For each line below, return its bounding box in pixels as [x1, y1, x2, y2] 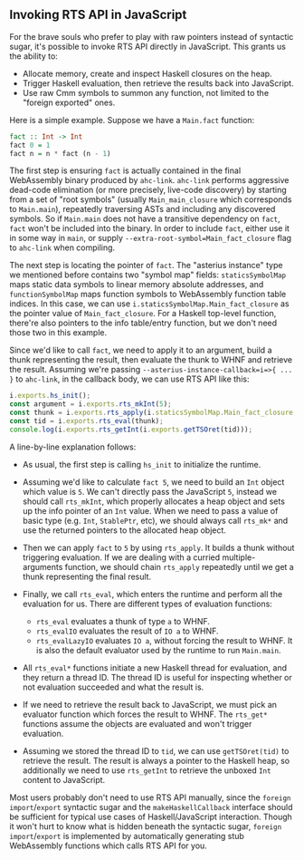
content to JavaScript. [22, 774, 106, 785]
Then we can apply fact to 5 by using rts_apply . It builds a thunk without [22, 542, 295, 553]
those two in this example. [9, 327, 108, 338]
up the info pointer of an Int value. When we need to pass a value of [22, 505, 279, 516]
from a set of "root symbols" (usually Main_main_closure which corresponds [9, 194, 292, 205]
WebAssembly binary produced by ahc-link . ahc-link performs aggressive [9, 175, 290, 186]
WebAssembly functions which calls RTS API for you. [9, 840, 208, 851]
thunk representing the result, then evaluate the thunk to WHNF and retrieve [9, 354, 292, 365]
